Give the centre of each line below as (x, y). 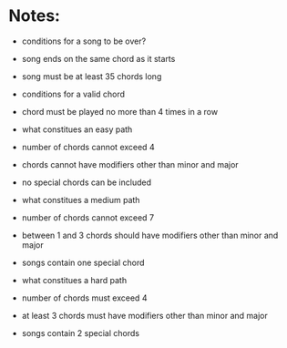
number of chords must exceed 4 (84, 298)
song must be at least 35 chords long (92, 76)
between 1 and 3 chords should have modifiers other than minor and (150, 235)
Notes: (35, 16)
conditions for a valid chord (73, 94)
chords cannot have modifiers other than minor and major (130, 164)
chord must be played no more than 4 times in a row (120, 111)
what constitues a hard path (74, 280)
